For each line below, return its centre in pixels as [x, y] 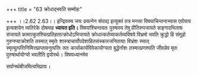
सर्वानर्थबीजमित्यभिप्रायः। [29, 66]
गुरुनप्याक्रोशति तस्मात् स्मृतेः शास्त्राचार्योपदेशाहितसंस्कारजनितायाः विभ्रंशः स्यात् [78, 41]
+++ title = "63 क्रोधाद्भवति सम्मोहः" [44, 9]
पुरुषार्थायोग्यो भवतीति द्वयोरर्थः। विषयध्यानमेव [47, 54]
